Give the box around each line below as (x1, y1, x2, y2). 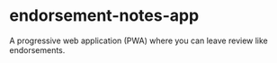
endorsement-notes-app (9, 5, 200, 26)
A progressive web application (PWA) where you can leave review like (9, 35, 268, 46)
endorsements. (9, 44, 66, 55)
